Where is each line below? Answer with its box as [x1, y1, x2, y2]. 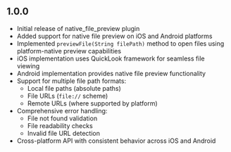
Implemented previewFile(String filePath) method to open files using [16, 39, 225, 48]
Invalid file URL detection [27, 129, 100, 137]
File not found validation [27, 114, 98, 122]
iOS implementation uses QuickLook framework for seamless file [16, 54, 205, 63]
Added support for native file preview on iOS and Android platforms [16, 32, 213, 40]
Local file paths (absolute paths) [27, 84, 121, 92]
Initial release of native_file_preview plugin [16, 24, 140, 32]
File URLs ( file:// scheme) [27, 91, 108, 100]
